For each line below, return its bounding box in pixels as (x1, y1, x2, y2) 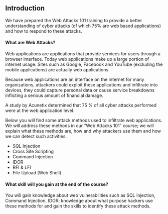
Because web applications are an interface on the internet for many (5, 76, 144, 82)
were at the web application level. (5, 108, 75, 114)
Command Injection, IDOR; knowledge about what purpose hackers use (5, 198, 153, 204)
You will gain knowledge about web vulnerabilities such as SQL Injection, (5, 192, 155, 198)
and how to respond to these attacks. (5, 28, 82, 34)
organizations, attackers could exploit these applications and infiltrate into (5, 82, 158, 88)
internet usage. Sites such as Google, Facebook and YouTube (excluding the (5, 61, 163, 67)
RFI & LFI (12, 164, 31, 170)
